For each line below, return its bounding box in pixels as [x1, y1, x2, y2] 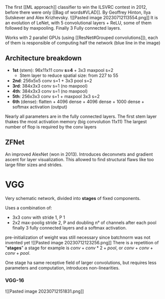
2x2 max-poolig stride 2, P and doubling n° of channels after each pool [12, 219, 157, 226]
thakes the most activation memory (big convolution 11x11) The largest [5, 118, 147, 125]
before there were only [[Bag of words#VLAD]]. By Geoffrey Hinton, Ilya [5, 9, 151, 15]
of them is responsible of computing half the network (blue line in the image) [5, 40, 161, 46]
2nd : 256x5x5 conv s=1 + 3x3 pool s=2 [12, 77, 92, 83]
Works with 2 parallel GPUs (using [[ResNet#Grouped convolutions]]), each [5, 34, 159, 40]
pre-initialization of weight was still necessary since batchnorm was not [5, 234, 151, 240]
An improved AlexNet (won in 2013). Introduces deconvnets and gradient [5, 151, 153, 157]
